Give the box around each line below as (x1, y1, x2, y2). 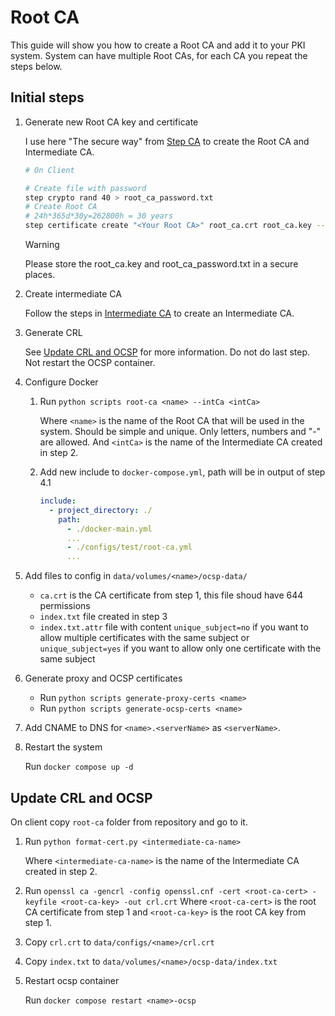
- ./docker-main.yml (66, 524, 153, 534)
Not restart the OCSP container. (24, 357, 156, 368)
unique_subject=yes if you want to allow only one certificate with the (39, 642, 322, 655)
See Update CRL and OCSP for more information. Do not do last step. (24, 346, 311, 358)
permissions (39, 600, 91, 612)
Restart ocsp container (24, 974, 120, 986)
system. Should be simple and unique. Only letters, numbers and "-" (39, 426, 322, 437)
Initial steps (10, 89, 85, 106)
